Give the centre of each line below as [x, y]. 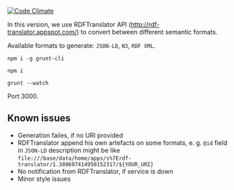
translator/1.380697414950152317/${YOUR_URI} [85, 164]
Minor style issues [44, 179]
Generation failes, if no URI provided [70, 135]
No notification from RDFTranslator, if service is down [96, 171]
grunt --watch [28, 83]
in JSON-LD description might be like [69, 150]
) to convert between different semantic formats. [147, 32]
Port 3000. [23, 96]
